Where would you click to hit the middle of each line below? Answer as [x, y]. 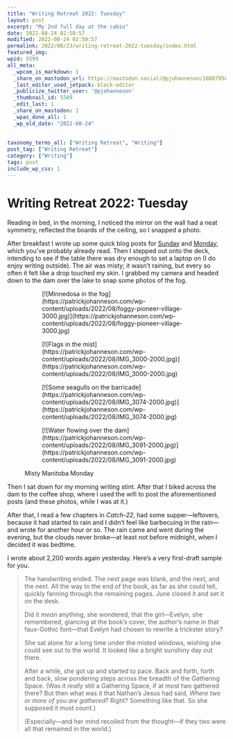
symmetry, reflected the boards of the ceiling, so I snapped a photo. [104, 229]
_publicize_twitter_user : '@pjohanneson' [74, 91]
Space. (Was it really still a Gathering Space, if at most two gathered [122, 685]
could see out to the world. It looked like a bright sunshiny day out [118, 650]
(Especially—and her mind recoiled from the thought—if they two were [125, 721]
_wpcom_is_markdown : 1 [46, 72]
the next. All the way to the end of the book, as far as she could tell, [120, 586]
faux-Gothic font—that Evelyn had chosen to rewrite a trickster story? [123, 629]
